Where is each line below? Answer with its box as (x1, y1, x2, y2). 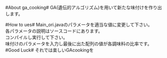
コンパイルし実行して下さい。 (5, 35, 68, 40)
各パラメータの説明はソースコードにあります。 (5, 28, 103, 34)
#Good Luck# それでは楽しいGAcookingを (5, 47, 94, 53)
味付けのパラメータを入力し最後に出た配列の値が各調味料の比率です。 (5, 41, 152, 47)
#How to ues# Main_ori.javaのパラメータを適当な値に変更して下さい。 (5, 22, 153, 27)
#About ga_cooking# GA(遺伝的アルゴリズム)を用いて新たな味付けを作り (5, 5, 158, 10)
